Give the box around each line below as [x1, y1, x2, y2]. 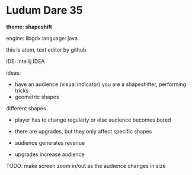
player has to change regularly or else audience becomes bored [14, 116, 171, 123]
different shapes [6, 104, 46, 112]
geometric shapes [14, 93, 59, 100]
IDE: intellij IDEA [6, 58, 45, 65]
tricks [14, 87, 29, 94]
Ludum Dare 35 [6, 4, 83, 17]
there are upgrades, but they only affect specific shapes [14, 128, 152, 135]
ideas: [6, 69, 21, 76]
